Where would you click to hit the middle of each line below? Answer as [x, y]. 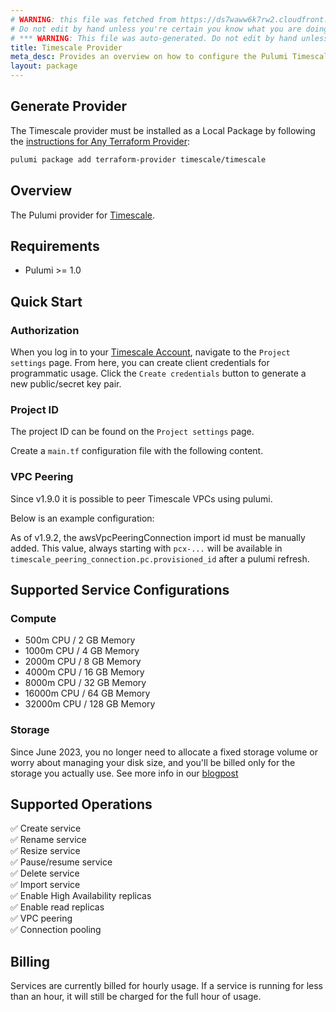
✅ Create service [46, 828]
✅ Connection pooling [56, 930]
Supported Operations [81, 804]
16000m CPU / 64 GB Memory [87, 693]
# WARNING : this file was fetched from [93, 19]
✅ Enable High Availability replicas [81, 896]
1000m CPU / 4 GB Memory [82, 651]
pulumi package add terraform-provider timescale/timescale [138, 159]
